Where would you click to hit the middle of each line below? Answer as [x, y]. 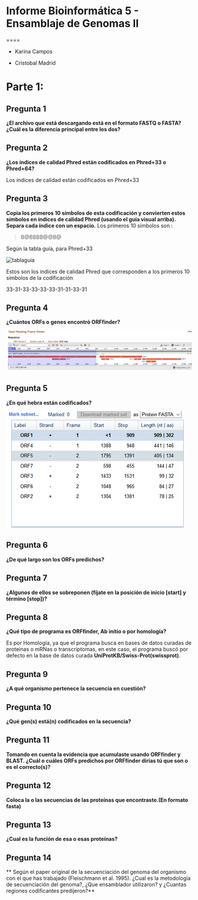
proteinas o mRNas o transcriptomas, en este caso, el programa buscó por [97, 649]
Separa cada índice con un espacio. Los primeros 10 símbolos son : [90, 225]
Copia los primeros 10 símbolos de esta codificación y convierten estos [96, 213]
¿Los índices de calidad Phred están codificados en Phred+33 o [86, 162]
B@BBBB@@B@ [41, 237]
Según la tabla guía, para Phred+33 [49, 248]
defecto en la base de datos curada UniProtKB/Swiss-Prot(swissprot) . [93, 656]
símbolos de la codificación [39, 277]
